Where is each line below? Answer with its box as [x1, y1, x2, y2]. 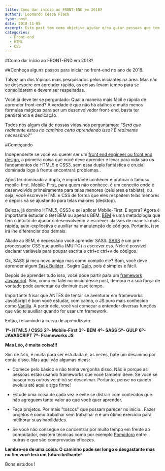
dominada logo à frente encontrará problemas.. [5, 167, 101, 173]
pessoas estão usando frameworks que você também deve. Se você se [12, 371, 158, 377]
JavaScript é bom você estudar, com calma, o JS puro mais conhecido [5, 298, 149, 303]
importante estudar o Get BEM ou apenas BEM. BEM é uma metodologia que [5, 212, 161, 218]
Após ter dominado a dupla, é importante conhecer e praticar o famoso [5, 176, 150, 182]
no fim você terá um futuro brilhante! [5, 451, 82, 457]
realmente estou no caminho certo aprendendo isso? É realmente [5, 127, 138, 133]
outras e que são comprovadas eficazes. [12, 437, 95, 442]
